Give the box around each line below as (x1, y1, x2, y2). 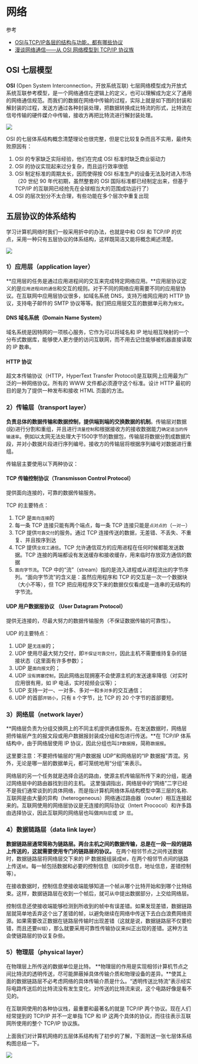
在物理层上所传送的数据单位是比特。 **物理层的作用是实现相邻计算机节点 (6, 963, 183, 970)
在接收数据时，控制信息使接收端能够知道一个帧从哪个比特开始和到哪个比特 (6, 882, 187, 889)
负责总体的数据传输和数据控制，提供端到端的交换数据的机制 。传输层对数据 (6, 418, 187, 425)
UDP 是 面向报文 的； (14, 664, 61, 671)
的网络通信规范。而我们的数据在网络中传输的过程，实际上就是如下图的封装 (6, 97, 187, 104)
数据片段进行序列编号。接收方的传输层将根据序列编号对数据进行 (31, 440, 187, 447)
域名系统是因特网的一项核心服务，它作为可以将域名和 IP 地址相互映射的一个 (6, 329, 190, 336)
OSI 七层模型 (6, 65, 52, 75)
